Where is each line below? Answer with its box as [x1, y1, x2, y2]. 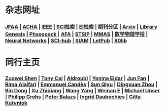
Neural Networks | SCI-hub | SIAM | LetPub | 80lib [5, 37, 127, 44]
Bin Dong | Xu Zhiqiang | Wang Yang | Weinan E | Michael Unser [5, 87, 160, 94]
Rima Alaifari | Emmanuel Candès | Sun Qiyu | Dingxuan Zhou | [5, 81, 158, 88]
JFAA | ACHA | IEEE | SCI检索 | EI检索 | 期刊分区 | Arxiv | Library [5, 23, 158, 30]
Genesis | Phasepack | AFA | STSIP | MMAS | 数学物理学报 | [5, 31, 148, 37]
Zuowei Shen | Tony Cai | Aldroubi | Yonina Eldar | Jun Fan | [5, 75, 150, 82]
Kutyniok [5, 100, 28, 107]
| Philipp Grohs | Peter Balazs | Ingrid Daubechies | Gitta [5, 93, 141, 100]
